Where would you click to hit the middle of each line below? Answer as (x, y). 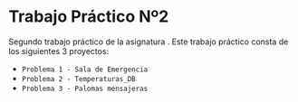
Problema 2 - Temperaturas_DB (79, 79)
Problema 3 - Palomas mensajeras (85, 88)
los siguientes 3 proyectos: (59, 51)
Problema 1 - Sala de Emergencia (85, 70)
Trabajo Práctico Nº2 (89, 17)
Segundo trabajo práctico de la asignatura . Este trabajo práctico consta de (149, 42)
